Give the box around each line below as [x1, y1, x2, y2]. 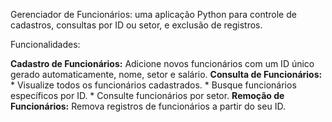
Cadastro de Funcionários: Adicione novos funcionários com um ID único [10, 58, 315, 69]
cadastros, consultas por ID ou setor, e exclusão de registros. [10, 19, 263, 31]
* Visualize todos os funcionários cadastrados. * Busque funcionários [10, 79, 297, 91]
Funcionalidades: [10, 39, 81, 50]
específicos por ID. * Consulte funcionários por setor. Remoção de [10, 90, 285, 101]
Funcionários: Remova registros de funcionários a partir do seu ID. [10, 100, 286, 112]
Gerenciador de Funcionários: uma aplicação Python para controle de [10, 9, 297, 20]
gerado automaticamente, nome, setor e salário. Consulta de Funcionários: [10, 69, 323, 80]
